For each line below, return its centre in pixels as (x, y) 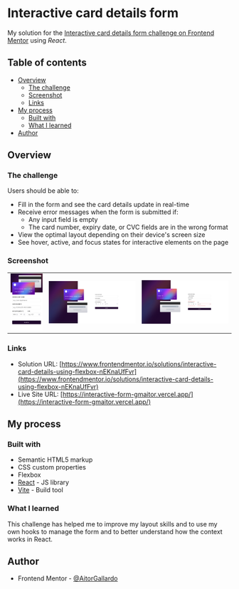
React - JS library (43, 482)
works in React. (30, 539)
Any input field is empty (63, 220)
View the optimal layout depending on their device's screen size (111, 235)
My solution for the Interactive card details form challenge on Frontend (111, 33)
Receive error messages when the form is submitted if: (98, 212)
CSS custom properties (52, 467)
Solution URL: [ (39, 364)
